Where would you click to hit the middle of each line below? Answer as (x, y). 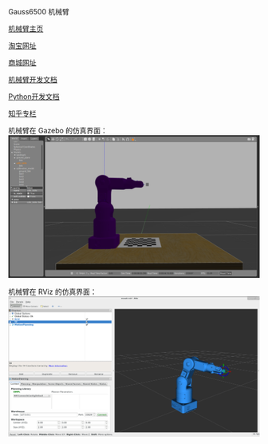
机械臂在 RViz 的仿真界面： (53, 292)
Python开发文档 (34, 97)
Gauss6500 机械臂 (39, 12)
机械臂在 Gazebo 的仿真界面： (58, 131)
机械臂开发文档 (33, 79)
